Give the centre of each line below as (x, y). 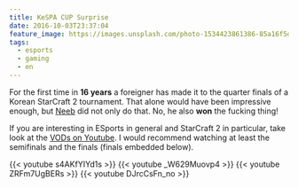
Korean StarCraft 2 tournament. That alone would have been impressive (141, 101)
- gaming (33, 59)
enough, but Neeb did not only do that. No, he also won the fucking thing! (144, 111)
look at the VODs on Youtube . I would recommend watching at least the (140, 137)
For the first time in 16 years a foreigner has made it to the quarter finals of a (149, 92)
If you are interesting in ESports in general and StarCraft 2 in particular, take (148, 128)
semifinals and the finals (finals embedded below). (102, 146)
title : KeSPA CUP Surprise (59, 17)
